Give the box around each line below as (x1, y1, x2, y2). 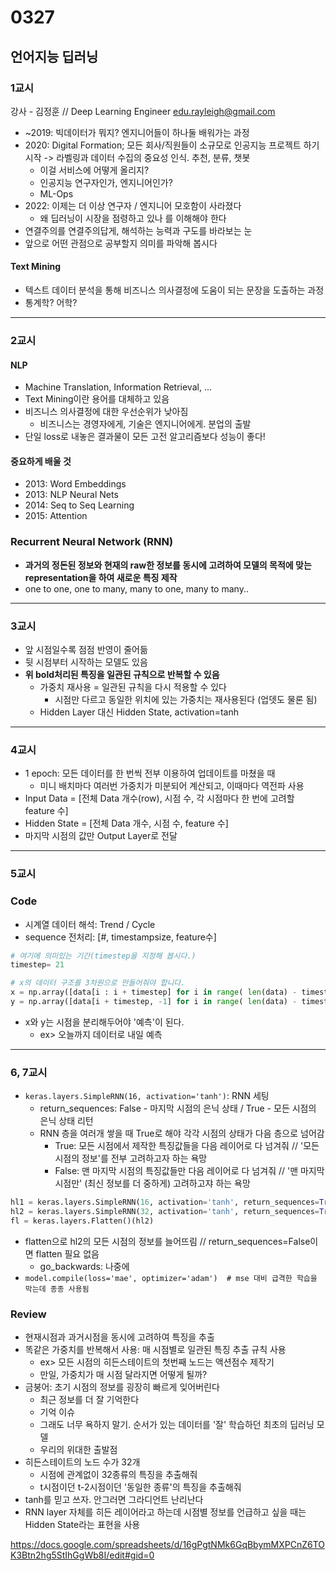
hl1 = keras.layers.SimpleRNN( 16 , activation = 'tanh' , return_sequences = (10, 1197, 320, 1208)
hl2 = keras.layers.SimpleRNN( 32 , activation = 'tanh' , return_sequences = (10, 1207, 320, 1217)
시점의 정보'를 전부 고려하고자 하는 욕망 (54, 1152, 208, 1165)
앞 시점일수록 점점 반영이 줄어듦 (24, 644, 148, 655)
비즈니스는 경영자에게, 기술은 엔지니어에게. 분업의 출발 (39, 418, 252, 430)
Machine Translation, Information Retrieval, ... (24, 381, 212, 393)
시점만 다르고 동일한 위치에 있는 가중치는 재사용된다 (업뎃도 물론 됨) (54, 694, 318, 705)
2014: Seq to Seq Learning (24, 499, 135, 511)
